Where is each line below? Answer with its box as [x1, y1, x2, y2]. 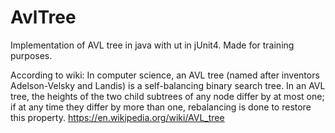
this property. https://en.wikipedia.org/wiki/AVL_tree [10, 111, 225, 123]
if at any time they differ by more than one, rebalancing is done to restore [10, 101, 312, 113]
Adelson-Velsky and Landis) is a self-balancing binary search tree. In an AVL [10, 79, 326, 91]
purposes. [10, 49, 53, 61]
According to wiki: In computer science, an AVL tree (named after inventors [10, 69, 320, 81]
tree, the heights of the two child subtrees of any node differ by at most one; [10, 90, 325, 102]
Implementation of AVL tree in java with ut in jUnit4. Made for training [10, 39, 295, 51]
